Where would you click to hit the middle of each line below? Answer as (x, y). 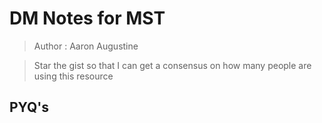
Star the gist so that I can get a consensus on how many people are (172, 65)
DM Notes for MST (87, 18)
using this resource (73, 76)
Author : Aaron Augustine (86, 46)
